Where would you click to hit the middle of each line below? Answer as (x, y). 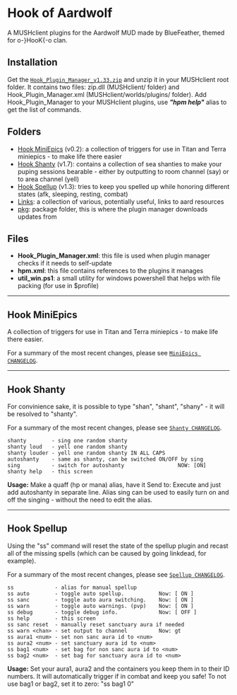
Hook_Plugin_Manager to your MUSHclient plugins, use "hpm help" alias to (117, 102)
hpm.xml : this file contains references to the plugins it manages (110, 271)
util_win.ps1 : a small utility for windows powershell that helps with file (119, 278)
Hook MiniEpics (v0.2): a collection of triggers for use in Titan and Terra (122, 149)
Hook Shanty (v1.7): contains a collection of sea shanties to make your (120, 163)
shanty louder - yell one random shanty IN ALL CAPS (86, 453)
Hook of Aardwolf (60, 13)
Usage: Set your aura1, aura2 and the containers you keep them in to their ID (119, 668)
